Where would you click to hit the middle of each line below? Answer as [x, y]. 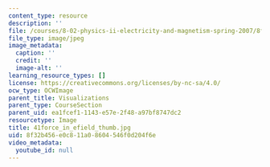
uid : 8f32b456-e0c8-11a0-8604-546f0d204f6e [82, 135]
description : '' [35, 23]
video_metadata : [35, 143]
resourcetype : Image [43, 120]
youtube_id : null [45, 150]
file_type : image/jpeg [46, 38]
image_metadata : [35, 46]
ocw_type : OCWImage [41, 90]
